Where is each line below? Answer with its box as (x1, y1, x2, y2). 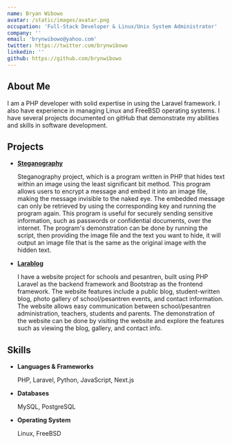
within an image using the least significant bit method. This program (17, 180, 211, 189)
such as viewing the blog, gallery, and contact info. (17, 324, 162, 332)
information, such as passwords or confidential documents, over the (17, 217, 212, 225)
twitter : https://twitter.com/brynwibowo (7, 42, 128, 49)
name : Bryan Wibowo (7, 10, 64, 17)
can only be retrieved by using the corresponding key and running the (17, 202, 216, 211)
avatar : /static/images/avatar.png (7, 17, 110, 23)
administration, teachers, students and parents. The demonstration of (17, 309, 215, 318)
